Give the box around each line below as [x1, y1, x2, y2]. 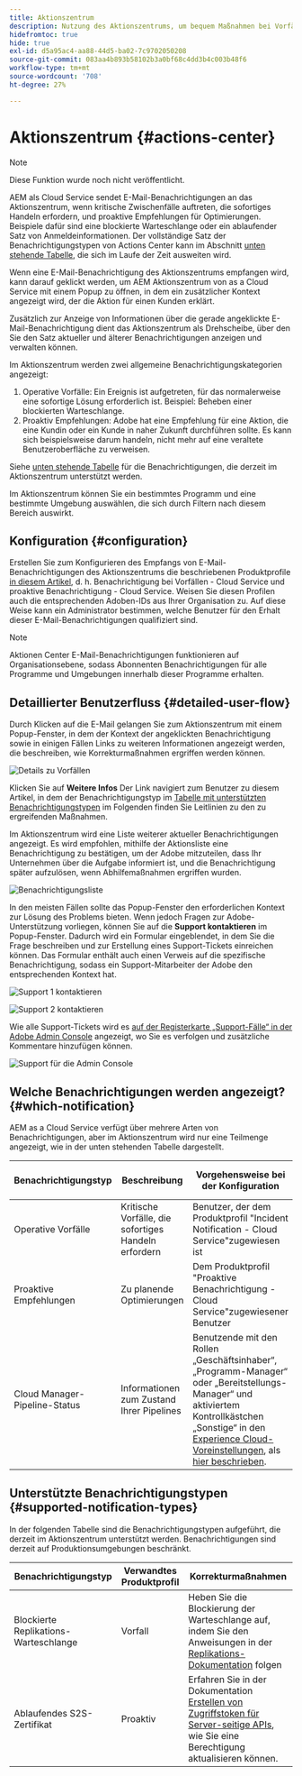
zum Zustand [120, 1394, 177, 1405]
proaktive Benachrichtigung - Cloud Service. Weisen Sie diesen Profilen [9, 586, 276, 597]
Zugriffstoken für [188, 1707, 260, 1719]
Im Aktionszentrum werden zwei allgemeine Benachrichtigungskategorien [9, 359, 283, 370]
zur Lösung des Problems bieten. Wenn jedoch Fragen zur [9, 911, 225, 922]
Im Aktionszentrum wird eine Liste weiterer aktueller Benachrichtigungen [9, 828, 279, 839]
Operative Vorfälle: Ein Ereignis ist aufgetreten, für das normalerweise [22, 386, 281, 397]
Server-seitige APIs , [188, 1718, 275, 1731]
